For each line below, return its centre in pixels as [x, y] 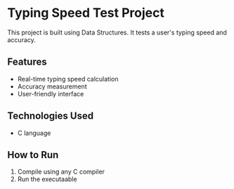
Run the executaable [47, 179]
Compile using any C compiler [61, 172]
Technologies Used [50, 116]
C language [34, 133]
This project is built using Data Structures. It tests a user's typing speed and [117, 32]
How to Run [33, 155]
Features [27, 62]
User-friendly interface [51, 93]
